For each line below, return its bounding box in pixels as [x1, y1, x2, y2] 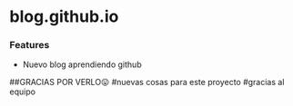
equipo [9, 86, 36, 97]
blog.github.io [9, 6, 119, 27]
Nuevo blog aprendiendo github [22, 59, 143, 70]
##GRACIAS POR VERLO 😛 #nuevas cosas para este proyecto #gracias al [9, 77, 285, 88]
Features [9, 39, 50, 52]
